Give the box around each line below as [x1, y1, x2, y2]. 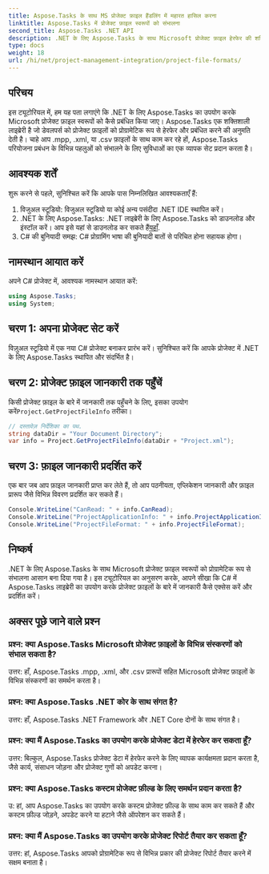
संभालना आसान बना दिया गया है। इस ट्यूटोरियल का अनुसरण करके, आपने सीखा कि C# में [8, 573, 238, 582]
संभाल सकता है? [8, 648, 57, 659]
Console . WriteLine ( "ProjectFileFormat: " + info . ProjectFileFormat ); [8, 520, 246, 529]
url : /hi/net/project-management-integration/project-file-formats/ [8, 57, 242, 65]
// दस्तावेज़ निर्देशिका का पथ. [8, 422, 82, 430]
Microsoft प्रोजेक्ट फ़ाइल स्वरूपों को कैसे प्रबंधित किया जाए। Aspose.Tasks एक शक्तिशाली [8, 116, 251, 126]
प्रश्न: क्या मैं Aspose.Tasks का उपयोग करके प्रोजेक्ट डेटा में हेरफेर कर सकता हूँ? [8, 735, 252, 746]
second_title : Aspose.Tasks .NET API [8, 26, 134, 34]
